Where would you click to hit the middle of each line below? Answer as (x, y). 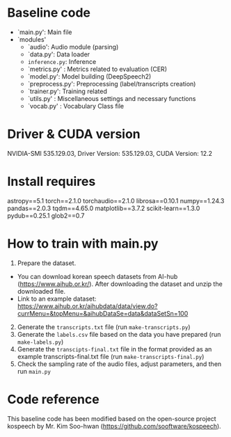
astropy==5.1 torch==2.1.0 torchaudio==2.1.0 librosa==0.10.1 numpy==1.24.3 (116, 200)
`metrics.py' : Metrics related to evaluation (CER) (97, 69)
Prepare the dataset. (47, 263)
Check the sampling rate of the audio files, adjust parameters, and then (119, 364)
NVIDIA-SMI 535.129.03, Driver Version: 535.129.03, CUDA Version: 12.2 (110, 153)
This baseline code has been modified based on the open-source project (112, 418)
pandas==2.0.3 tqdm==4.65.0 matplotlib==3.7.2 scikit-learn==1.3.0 (104, 208)
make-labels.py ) (40, 342)
